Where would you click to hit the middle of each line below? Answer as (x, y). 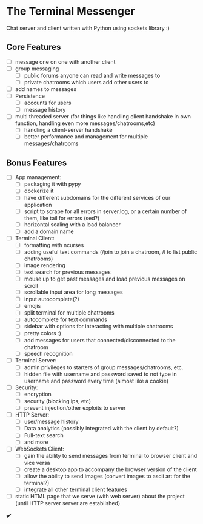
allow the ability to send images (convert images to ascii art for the (107, 476)
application (38, 205)
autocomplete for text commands (65, 319)
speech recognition (48, 353)
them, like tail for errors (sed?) (62, 218)
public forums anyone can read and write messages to (92, 75)
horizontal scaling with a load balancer (72, 224)
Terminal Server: (36, 360)
